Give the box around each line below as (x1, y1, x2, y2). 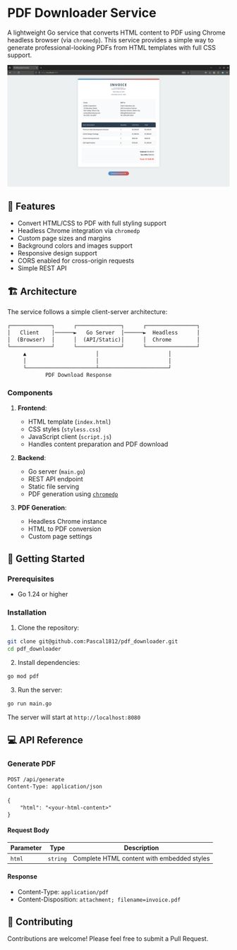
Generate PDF (7, 759, 56, 769)
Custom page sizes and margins (17, 234, 111, 243)
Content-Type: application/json (7, 783, 102, 790)
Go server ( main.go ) (28, 467, 86, 476)
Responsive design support (17, 249, 97, 258)
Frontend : (17, 404, 47, 412)
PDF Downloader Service (7, 5, 157, 21)
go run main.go (7, 700, 52, 707)
